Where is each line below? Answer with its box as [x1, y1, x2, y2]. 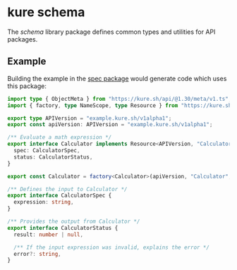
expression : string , [13, 199, 74, 206]
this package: [7, 82, 47, 90]
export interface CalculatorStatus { [7, 224, 119, 231]
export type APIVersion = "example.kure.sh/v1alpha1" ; [7, 114, 172, 122]
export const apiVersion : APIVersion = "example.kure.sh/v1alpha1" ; [7, 121, 213, 128]
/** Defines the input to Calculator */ [7, 185, 128, 192]
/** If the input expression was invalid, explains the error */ [13, 244, 210, 251]
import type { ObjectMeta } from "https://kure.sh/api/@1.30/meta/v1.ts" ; [7, 95, 232, 102]
